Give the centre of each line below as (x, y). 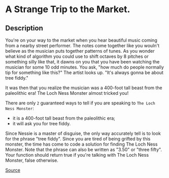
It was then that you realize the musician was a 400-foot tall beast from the (84, 88)
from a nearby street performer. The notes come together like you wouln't (82, 46)
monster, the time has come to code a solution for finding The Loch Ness (81, 144)
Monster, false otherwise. (32, 160)
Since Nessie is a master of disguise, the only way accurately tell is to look (83, 133)
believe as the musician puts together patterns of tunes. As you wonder (80, 51)
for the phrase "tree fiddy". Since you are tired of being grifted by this (78, 139)
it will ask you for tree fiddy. (42, 123)
